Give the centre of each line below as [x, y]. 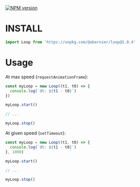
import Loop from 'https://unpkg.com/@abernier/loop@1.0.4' [71, 42]
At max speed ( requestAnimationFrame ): [47, 77]
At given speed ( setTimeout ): [36, 133]
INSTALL [24, 29]
